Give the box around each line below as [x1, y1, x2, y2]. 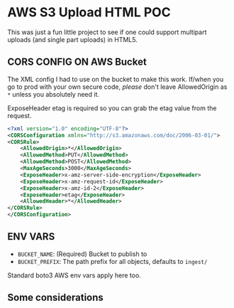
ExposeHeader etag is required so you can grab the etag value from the [7, 104, 217, 112]
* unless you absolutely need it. [7, 90, 99, 98]
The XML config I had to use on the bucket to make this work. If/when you [7, 75, 224, 83]
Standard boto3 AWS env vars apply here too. [7, 271, 142, 280]
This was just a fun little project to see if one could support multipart [7, 28, 207, 36]
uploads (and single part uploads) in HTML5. [7, 35, 138, 43]
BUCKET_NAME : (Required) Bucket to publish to [17, 250, 147, 258]
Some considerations [7, 292, 104, 304]
